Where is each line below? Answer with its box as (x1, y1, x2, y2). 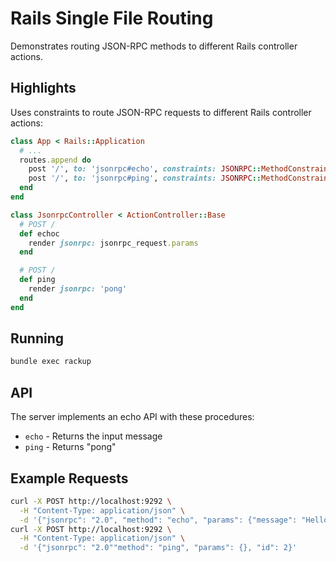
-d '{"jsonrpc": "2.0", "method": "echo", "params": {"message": (19, 515, 298, 525)
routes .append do (19, 155, 92, 165)
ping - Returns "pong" (24, 441, 117, 453)
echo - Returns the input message (24, 430, 163, 442)
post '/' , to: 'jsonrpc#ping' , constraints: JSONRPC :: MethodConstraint (28, 173, 333, 184)
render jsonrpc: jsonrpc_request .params (28, 238, 199, 248)
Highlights (10, 80, 77, 97)
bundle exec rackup (10, 357, 92, 367)
